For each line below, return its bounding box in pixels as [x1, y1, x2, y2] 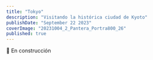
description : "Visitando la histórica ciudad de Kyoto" [6, 14, 148, 20]
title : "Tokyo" [6, 8, 44, 15]
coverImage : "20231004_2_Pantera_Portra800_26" [6, 25, 127, 31]
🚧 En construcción [6, 47, 51, 54]
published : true [6, 31, 46, 37]
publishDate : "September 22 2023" [6, 20, 92, 26]
